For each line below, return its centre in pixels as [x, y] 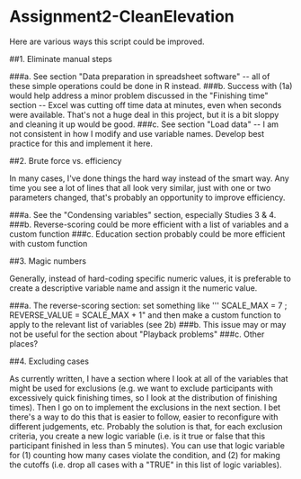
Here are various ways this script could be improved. [107, 41]
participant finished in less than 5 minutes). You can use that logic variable [147, 445]
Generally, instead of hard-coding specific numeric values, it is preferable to [150, 278]
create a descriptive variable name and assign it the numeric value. [133, 288]
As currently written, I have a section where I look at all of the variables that [149, 378]
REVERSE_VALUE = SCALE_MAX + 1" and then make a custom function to [145, 315]
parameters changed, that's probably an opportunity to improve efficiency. [147, 197]
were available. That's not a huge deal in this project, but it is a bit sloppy [144, 114]
